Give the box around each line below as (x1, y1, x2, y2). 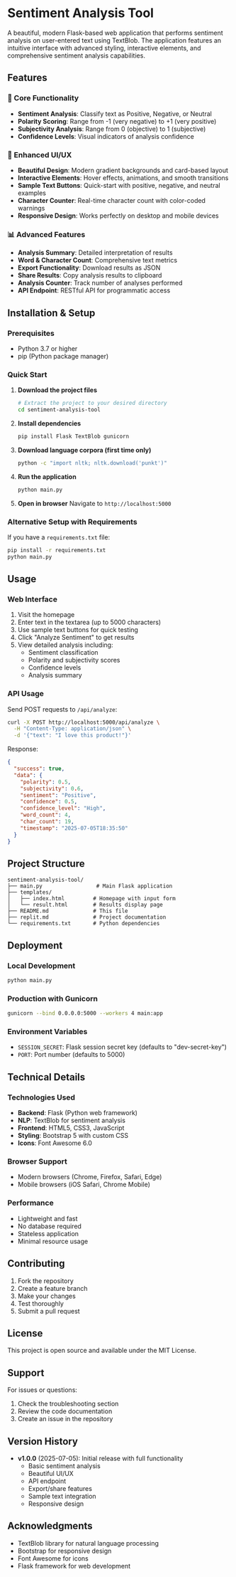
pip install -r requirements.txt (7, 547, 106, 554)
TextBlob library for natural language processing (17, 1539, 159, 1547)
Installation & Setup (7, 307, 96, 319)
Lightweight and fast (17, 1214, 78, 1223)
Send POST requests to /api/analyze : (7, 705, 118, 713)
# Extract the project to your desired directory (17, 400, 168, 407)
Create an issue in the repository (17, 1415, 113, 1423)
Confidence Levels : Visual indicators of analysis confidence (17, 132, 195, 140)
